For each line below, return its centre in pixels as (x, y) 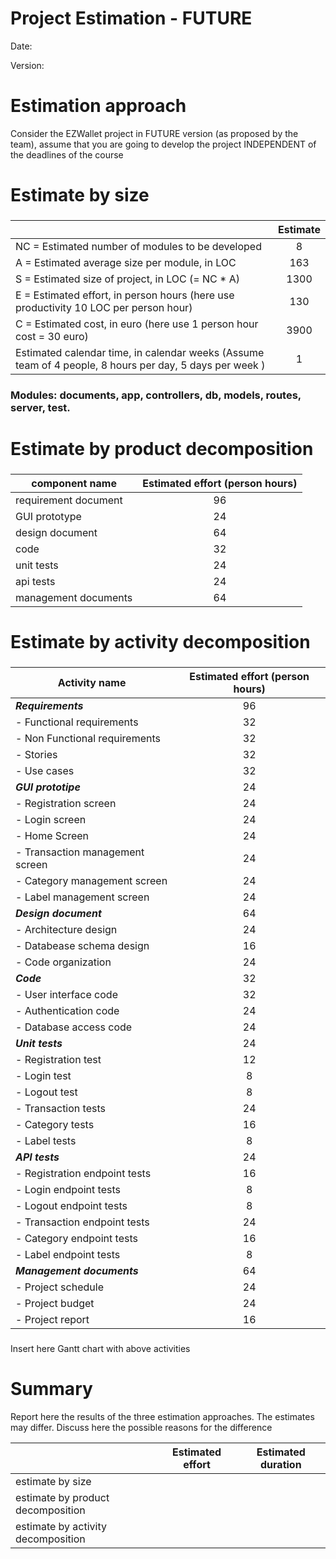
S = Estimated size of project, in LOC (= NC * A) (127, 279)
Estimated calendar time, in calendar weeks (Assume (140, 352)
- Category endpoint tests (76, 1239)
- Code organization (63, 962)
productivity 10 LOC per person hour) (104, 307)
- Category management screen (91, 881)
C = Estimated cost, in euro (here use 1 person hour (137, 324)
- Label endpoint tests (68, 1255)
